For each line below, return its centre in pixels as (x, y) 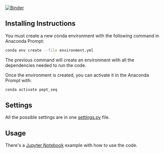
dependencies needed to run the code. (46, 65)
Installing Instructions (40, 23)
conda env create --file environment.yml (49, 50)
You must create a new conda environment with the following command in (82, 36)
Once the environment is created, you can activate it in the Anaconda (77, 75)
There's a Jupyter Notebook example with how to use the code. (71, 145)
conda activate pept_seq (31, 90)
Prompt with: (18, 80)
